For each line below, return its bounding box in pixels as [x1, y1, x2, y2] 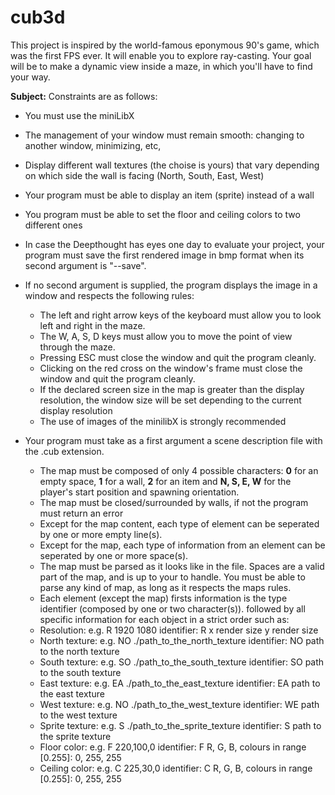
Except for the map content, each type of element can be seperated [39, 517, 320, 530]
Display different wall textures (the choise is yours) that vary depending [24, 159, 320, 171]
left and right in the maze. [39, 319, 146, 331]
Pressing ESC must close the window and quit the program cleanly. [39, 351, 317, 363]
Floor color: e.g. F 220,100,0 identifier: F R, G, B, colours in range [39, 741, 307, 753]
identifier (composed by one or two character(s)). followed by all [39, 602, 306, 615]
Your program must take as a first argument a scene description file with [24, 434, 323, 446]
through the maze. [39, 341, 116, 353]
